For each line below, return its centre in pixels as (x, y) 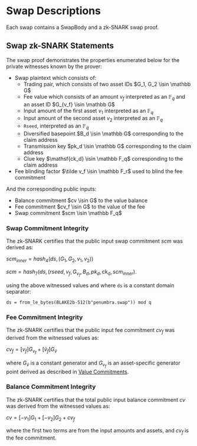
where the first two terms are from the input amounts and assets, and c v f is (97, 431)
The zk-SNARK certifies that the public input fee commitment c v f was (91, 331)
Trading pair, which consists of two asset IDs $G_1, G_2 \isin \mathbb (107, 84)
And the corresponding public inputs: (51, 189)
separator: (19, 292)
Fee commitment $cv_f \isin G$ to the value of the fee (80, 206)
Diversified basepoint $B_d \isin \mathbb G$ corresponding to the (104, 134)
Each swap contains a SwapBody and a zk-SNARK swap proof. (83, 27)
